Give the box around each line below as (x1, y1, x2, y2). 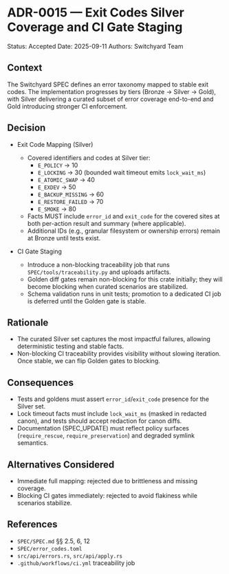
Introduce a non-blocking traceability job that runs (27, 260, 171, 268)
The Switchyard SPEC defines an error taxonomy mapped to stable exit (7, 80, 208, 89)
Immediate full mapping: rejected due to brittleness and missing (17, 477, 198, 485)
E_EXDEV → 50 (37, 183, 76, 191)
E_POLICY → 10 (37, 161, 78, 169)
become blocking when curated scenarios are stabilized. (27, 282, 188, 290)
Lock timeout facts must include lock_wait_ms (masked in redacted (17, 410, 207, 418)
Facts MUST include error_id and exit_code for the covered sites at (27, 211, 220, 220)
